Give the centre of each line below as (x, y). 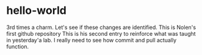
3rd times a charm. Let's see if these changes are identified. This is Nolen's (101, 27)
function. (18, 47)
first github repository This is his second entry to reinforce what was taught (101, 33)
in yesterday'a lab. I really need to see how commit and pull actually (92, 40)
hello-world (37, 11)
